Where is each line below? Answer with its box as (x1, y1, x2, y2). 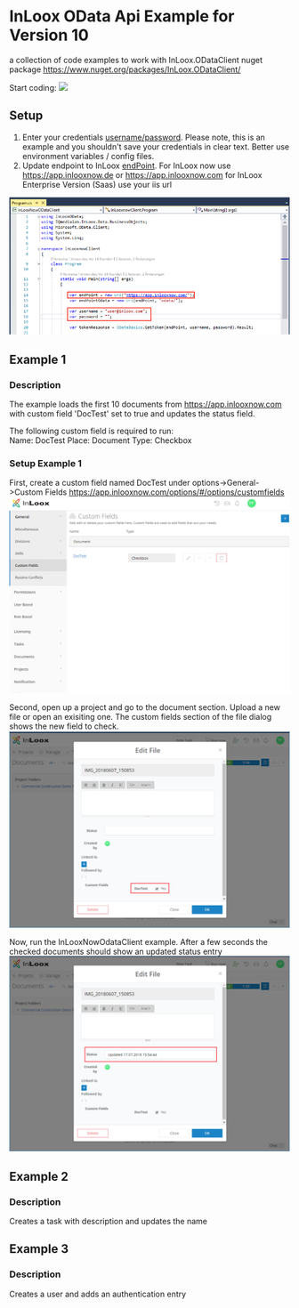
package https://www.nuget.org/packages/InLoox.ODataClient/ (9, 64, 241, 75)
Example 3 (9, 1241, 69, 1256)
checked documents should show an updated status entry (9, 946, 222, 957)
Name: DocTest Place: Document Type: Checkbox (9, 434, 192, 446)
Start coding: (9, 82, 57, 93)
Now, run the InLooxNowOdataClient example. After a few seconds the (9, 936, 269, 947)
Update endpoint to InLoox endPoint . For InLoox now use (21, 160, 231, 171)
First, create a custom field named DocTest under (9, 478, 190, 488)
